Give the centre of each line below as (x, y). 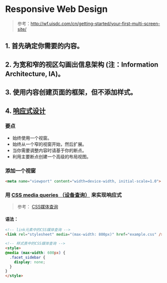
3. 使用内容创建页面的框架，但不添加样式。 (71, 92)
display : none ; (30, 262)
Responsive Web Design (56, 9)
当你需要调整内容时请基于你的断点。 (49, 150)
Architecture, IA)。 (35, 74)
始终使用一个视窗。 (32, 138)
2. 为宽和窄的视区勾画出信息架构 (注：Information (82, 64)
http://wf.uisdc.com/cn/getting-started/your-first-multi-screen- (95, 23)
